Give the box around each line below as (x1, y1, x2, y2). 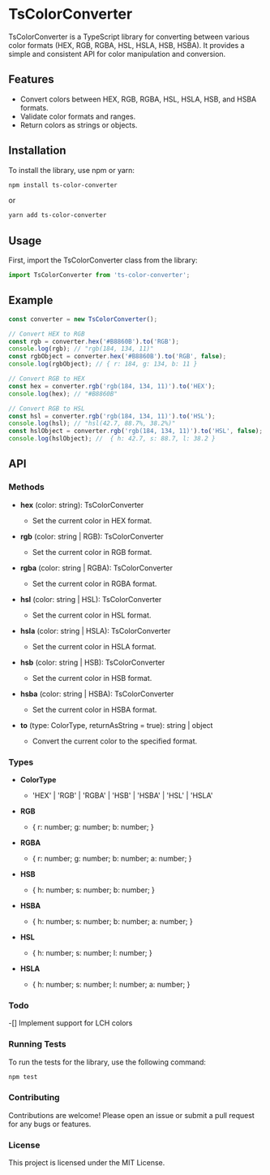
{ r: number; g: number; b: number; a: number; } (32, 854, 192, 864)
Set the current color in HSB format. (32, 673, 152, 683)
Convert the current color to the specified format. (32, 736, 198, 746)
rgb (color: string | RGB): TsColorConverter (19, 531, 164, 541)
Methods (8, 481, 45, 492)
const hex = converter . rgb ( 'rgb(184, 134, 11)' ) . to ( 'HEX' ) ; (8, 382, 216, 390)
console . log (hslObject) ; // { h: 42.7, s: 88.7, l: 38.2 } (8, 435, 216, 443)
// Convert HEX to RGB (8, 330, 85, 338)
